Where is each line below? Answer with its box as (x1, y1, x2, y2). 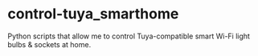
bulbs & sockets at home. (7, 39, 92, 49)
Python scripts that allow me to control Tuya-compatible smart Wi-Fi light (7, 31, 251, 41)
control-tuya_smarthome (7, 5, 179, 23)
